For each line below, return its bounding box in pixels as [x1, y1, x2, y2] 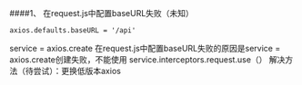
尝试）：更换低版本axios [33, 66, 121, 76]
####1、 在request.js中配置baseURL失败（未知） [9, 8, 194, 18]
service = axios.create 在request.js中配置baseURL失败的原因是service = [9, 43, 281, 53]
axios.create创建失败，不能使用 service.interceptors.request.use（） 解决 [9, 54, 286, 65]
